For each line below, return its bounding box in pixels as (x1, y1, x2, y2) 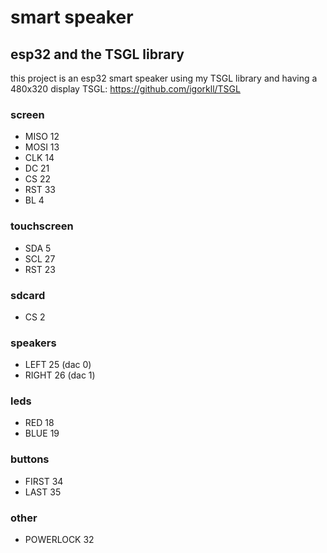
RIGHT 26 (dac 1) (24, 369, 96, 381)
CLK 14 (24, 152, 55, 164)
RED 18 (24, 417, 55, 429)
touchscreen (10, 219, 74, 233)
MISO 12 (24, 131, 60, 143)
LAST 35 (24, 486, 62, 498)
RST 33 (24, 184, 56, 196)
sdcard (10, 288, 46, 302)
